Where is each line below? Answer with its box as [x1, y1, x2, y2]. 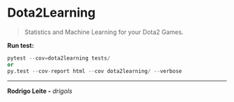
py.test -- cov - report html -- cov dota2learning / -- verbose [7, 67, 182, 74]
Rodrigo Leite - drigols [7, 87, 73, 95]
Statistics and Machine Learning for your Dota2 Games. [24, 28, 184, 36]
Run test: [7, 41, 34, 49]
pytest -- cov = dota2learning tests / [7, 54, 111, 62]
